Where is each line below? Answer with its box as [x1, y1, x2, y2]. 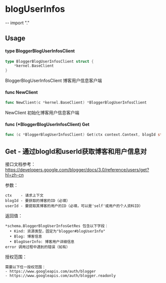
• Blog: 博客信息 [9, 234, 42, 239]
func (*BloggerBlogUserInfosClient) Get [5, 121, 90, 127]
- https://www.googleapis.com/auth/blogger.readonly [5, 273, 116, 279]
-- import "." [5, 20, 30, 26]
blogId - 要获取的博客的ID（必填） [5, 199, 70, 203]
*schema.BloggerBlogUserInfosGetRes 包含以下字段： [5, 224, 109, 229]
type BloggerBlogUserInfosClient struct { [5, 59, 94, 64]
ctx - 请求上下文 [5, 193, 43, 198]
